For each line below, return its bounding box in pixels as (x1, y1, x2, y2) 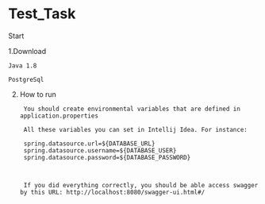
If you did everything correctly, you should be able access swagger (23, 181, 259, 189)
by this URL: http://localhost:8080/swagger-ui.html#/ (19, 188, 205, 196)
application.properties (19, 112, 99, 120)
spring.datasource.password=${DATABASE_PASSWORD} (23, 153, 191, 161)
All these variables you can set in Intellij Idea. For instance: (23, 125, 248, 133)
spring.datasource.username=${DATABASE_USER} (23, 146, 177, 155)
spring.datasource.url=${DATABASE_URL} (23, 140, 156, 148)
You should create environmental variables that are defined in (23, 105, 240, 113)
